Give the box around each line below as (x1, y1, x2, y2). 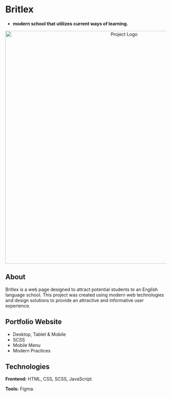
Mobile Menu (12, 342, 41, 348)
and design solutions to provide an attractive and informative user (5, 297, 144, 303)
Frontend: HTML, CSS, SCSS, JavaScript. (5, 376, 93, 382)
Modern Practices (12, 347, 51, 353)
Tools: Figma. (5, 386, 35, 392)
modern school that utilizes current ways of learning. (12, 21, 128, 27)
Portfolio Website (5, 317, 62, 326)
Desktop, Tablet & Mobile (12, 331, 66, 337)
